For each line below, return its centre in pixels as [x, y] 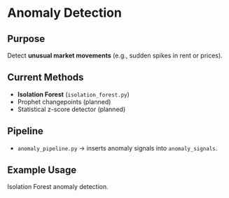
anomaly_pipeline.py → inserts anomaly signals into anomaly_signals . [117, 148]
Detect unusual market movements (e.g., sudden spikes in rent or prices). [115, 55]
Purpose [26, 39]
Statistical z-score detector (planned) [71, 109]
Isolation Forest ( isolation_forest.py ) [73, 94]
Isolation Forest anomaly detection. [58, 187]
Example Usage [42, 170]
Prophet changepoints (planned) [64, 101]
